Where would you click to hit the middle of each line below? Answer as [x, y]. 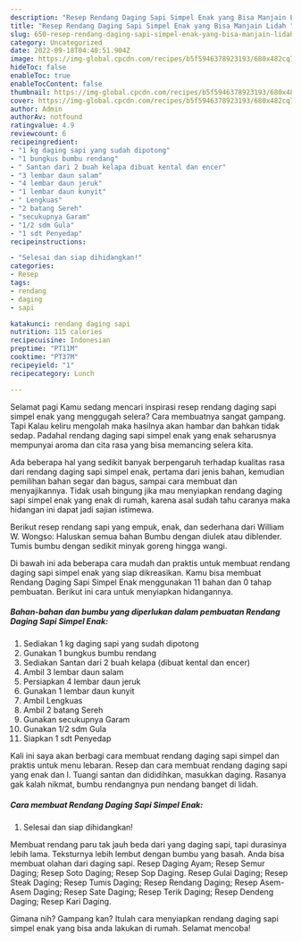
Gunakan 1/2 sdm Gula [64, 729]
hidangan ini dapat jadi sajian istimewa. [82, 509]
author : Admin [37, 109]
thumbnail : [30, 92]
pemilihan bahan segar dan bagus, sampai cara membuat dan [124, 481]
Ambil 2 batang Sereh [63, 710]
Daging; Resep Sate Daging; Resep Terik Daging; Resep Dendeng [154, 892]
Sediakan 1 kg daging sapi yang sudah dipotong [111, 644]
